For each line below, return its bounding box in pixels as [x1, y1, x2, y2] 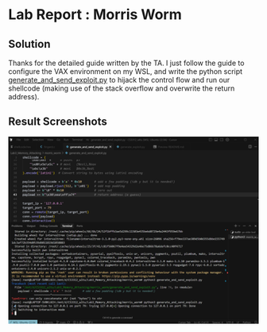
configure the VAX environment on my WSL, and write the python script [8, 67, 243, 76]
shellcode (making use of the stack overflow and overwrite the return [8, 83, 235, 93]
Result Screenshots [8, 115, 107, 129]
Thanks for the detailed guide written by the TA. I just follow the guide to [8, 58, 245, 68]
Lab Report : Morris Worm [8, 6, 183, 24]
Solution [8, 37, 51, 51]
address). [8, 92, 40, 101]
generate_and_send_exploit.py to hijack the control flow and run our [8, 75, 230, 84]
